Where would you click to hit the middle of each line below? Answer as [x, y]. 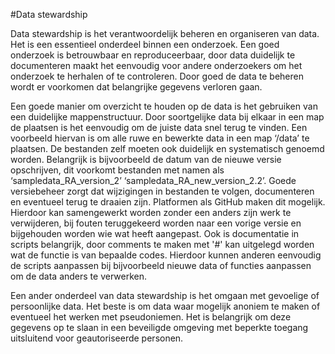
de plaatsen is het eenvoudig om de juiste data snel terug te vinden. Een [159, 127]
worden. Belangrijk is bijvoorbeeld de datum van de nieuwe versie [146, 159]
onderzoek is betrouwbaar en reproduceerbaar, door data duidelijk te [153, 55]
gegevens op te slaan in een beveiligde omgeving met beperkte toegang [159, 327]
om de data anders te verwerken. [78, 276]
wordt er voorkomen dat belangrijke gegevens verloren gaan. [136, 87]
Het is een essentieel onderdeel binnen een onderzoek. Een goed [145, 44]
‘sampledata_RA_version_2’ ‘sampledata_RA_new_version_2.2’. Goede [153, 180]
